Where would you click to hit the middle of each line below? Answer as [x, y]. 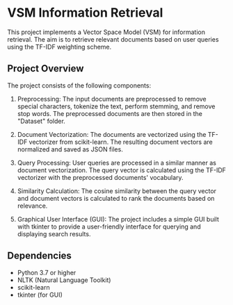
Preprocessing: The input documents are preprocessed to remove [112, 99]
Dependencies [39, 256]
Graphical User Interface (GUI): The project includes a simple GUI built [118, 219]
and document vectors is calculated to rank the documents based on [116, 198]
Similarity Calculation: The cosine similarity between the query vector [117, 191]
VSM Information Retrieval [85, 13]
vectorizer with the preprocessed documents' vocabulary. [100, 177]
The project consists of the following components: [79, 85]
